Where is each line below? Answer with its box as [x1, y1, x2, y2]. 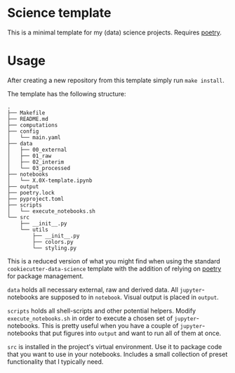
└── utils [20, 226, 49, 233]
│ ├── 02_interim [7, 158, 65, 166]
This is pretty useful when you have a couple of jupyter [41, 321, 203, 329]
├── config [7, 128, 39, 135]
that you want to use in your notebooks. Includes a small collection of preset [7, 350, 228, 358]
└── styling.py [32, 244, 77, 251]
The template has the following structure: [7, 89, 126, 98]
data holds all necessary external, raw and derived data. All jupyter [7, 285, 202, 294]
